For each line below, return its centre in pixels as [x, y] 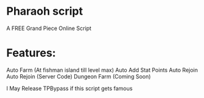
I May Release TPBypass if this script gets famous [70, 88]
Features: [31, 53]
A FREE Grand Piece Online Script [49, 28]
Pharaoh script [45, 11]
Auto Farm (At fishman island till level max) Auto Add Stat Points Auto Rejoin [102, 70]
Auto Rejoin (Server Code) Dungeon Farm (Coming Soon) [79, 76]
